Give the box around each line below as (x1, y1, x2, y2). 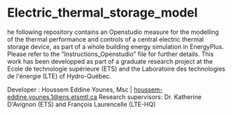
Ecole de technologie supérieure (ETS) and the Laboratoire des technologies (7, 64, 226, 73)
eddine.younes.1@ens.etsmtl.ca (7, 92, 98, 101)
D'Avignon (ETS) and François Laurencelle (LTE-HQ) (7, 100, 156, 108)
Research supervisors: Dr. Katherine (98, 92, 202, 101)
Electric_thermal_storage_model (7, 5, 198, 21)
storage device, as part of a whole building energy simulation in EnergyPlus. (7, 42, 224, 51)
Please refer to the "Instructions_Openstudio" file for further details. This (7, 50, 214, 58)
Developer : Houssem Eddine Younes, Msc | (7, 85, 133, 94)
